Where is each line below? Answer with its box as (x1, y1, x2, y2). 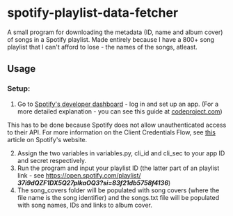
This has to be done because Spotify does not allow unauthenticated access (7, 121, 227, 129)
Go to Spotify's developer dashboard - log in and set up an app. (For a (17, 100, 219, 108)
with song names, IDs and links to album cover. (17, 201, 153, 209)
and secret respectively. (17, 156, 87, 164)
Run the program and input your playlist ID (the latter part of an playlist (17, 164, 220, 172)
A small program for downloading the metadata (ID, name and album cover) (7, 28, 223, 36)
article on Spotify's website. (7, 135, 88, 144)
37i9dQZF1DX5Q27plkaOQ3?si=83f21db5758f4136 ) (17, 178, 171, 187)
